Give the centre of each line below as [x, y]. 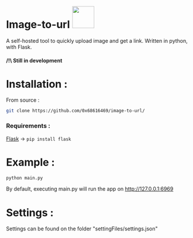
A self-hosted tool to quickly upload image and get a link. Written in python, [97, 40]
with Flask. [19, 47]
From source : [23, 100]
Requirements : [28, 126]
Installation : [37, 84]
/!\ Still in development [34, 60]
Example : [30, 162]
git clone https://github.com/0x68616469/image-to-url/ [75, 111]
